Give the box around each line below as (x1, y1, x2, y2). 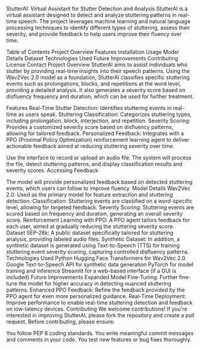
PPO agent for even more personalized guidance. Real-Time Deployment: (6, 293, 187, 299)
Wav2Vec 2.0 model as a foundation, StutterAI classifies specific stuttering (6, 74, 190, 81)
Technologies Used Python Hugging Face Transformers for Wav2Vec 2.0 (6, 255, 186, 262)
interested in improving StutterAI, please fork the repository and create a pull (6, 312, 195, 319)
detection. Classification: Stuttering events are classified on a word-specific (6, 197, 193, 204)
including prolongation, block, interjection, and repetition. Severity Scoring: (6, 117, 191, 124)
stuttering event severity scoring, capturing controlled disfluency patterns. (6, 248, 189, 255)
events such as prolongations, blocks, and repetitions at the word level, (6, 80, 181, 87)
